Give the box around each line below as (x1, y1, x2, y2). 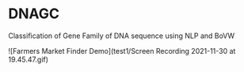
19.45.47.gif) (8, 55, 49, 64)
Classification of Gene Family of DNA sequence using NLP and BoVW (8, 31, 235, 40)
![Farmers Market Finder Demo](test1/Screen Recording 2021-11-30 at (8, 46, 236, 55)
